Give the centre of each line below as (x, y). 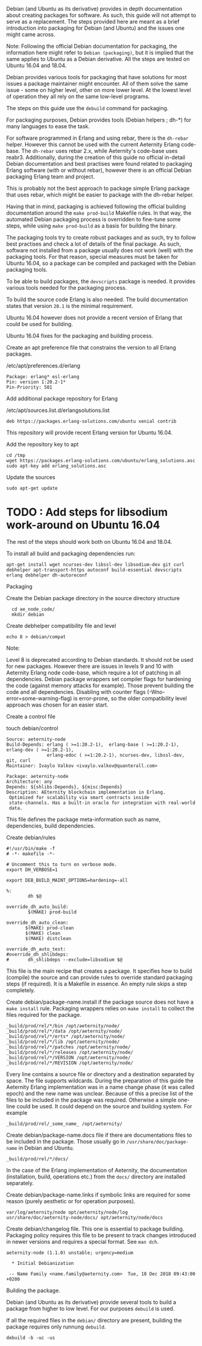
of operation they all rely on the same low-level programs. (78, 96)
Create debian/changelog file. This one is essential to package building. (95, 1229)
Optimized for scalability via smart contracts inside (79, 797)
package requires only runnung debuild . (56, 1327)
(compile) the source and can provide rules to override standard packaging (99, 977)
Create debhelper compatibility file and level (61, 626)
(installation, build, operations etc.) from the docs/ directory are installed (96, 1177)
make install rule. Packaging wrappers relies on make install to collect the (100, 1008)
